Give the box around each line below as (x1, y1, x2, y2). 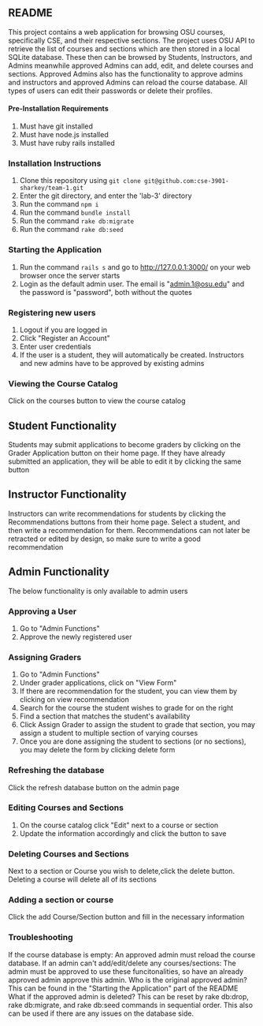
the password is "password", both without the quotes (19, 287, 193, 297)
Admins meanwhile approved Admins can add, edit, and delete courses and (8, 61, 254, 70)
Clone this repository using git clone (19, 176, 142, 185)
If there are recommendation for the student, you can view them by (19, 686, 238, 696)
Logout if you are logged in (19, 325, 108, 334)
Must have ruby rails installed (19, 138, 116, 148)
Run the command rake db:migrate (19, 216, 135, 226)
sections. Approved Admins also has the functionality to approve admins (8, 69, 243, 78)
